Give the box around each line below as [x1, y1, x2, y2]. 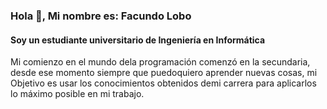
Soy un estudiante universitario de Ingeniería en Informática [10, 34, 266, 46]
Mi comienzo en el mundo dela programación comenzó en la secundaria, [10, 56, 311, 68]
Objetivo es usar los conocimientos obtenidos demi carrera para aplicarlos [10, 77, 317, 89]
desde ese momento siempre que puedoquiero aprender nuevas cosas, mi [10, 67, 318, 79]
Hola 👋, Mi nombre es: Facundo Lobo [10, 9, 192, 23]
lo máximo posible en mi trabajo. [10, 88, 145, 100]
